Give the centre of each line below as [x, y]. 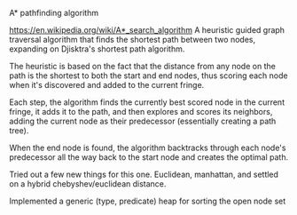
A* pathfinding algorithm [54, 13]
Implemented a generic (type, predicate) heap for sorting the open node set [148, 201]
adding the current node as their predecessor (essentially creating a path [143, 121]
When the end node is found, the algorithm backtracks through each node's [148, 147]
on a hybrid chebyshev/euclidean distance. [88, 184]
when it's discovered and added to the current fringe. [107, 85]
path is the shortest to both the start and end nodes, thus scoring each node [148, 76]
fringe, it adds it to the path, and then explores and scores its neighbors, [141, 111]
